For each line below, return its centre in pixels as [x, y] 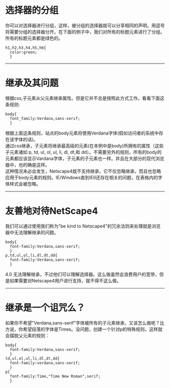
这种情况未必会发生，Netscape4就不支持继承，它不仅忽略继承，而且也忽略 [83, 171]
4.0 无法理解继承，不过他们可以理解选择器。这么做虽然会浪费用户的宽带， [82, 274]
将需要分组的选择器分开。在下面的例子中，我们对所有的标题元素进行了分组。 [85, 31]
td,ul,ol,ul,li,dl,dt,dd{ [32, 359]
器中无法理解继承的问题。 [32, 232]
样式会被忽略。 [25, 184]
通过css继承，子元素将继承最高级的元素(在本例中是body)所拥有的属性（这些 [84, 146]
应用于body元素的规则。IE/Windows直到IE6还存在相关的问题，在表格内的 [82, 177]
